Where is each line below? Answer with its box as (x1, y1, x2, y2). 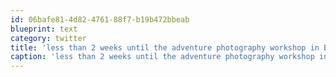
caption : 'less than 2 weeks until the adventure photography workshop (10, 52, 315, 62)
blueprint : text (10, 24, 78, 34)
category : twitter (10, 33, 87, 43)
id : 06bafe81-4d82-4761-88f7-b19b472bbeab (10, 14, 190, 25)
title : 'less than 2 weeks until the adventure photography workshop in (10, 42, 320, 53)
